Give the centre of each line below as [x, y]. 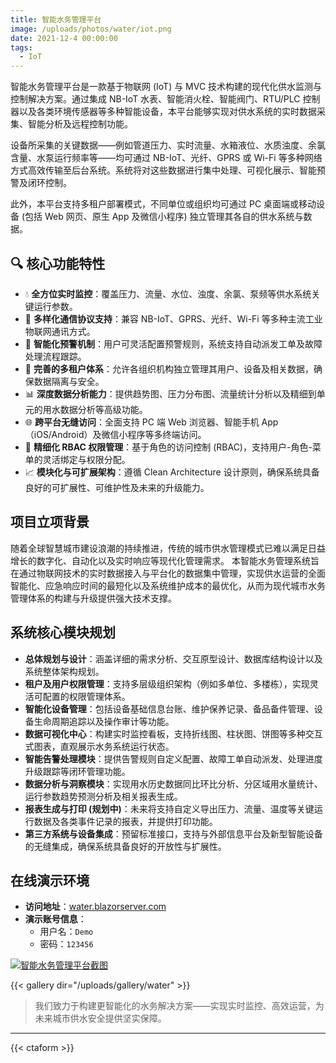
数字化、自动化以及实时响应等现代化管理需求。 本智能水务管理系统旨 [178, 560]
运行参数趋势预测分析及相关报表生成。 [103, 796]
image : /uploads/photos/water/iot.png [91, 29]
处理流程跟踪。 [55, 356]
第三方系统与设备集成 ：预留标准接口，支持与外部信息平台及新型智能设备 [173, 833]
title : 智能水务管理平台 [56, 19]
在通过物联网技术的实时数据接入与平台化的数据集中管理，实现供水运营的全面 [168, 573]
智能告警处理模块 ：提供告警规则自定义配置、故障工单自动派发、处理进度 [173, 758]
